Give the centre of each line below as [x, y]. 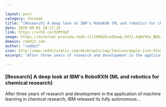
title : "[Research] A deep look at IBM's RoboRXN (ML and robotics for [80, 23]
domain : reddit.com [25, 42]
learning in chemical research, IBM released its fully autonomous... [73, 99]
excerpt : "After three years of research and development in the [74, 55]
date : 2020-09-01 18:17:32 [33, 28]
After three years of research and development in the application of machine [83, 94]
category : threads [24, 18]
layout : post [19, 14]
